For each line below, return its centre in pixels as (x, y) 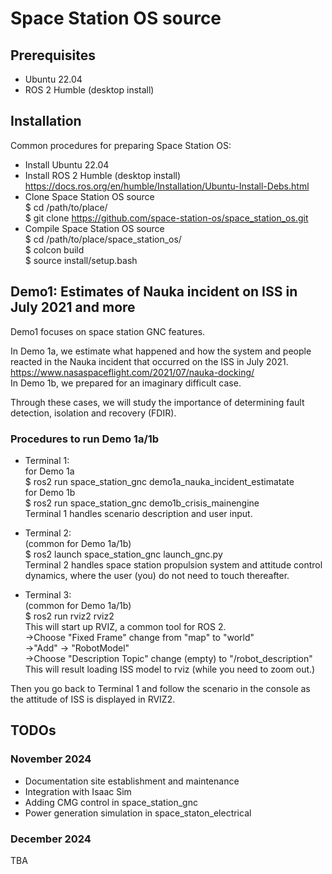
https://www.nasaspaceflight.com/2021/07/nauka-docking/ (132, 372)
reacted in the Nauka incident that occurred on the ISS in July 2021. (149, 361)
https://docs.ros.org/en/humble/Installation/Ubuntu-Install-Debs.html (167, 186)
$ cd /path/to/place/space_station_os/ (103, 239)
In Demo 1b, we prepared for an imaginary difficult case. (126, 383)
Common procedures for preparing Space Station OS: (121, 145)
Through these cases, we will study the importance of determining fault (157, 402)
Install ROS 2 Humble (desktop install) (103, 175)
